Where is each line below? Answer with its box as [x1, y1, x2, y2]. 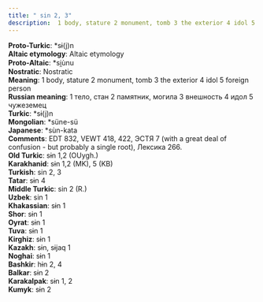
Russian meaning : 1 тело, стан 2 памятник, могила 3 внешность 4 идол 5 [8, 91, 254, 101]
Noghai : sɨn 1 [8, 251, 51, 260]
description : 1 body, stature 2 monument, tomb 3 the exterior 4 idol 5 [8, 19, 256, 27]
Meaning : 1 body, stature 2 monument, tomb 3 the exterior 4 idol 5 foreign [8, 75, 250, 84]
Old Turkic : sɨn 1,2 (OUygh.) [8, 151, 98, 160]
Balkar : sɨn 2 [8, 267, 50, 277]
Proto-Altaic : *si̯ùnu [8, 58, 75, 67]
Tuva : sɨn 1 [8, 226, 43, 235]
